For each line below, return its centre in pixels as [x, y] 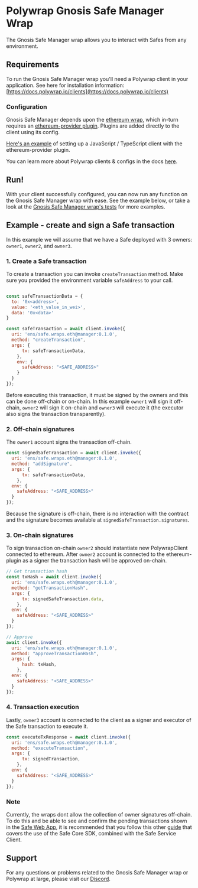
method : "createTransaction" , [48, 340]
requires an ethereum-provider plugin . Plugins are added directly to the [93, 126]
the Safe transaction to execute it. [47, 726]
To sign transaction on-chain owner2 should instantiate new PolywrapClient [97, 548]
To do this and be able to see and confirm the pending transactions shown [97, 821]
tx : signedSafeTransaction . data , [63, 599]
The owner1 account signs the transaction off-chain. [69, 442]
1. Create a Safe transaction [46, 261]
